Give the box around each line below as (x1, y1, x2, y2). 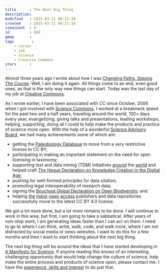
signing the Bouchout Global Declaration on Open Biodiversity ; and (12, 188, 148, 194)
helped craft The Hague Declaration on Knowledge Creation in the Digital (12, 167, 160, 173)
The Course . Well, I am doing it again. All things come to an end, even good (5, 80, 158, 86)
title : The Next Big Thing (5, 7, 74, 12)
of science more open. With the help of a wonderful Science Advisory (5, 126, 146, 132)
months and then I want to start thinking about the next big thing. (5, 234, 137, 240)
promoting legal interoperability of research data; (12, 183, 112, 189)
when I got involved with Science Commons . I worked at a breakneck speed (5, 106, 159, 112)
